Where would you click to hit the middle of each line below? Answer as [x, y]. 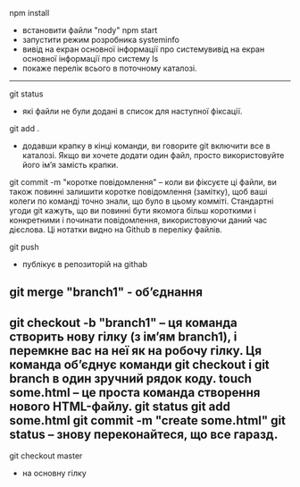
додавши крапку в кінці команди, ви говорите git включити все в [146, 146]
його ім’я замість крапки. [70, 165]
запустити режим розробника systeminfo [101, 40]
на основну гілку [54, 474]
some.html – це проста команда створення [135, 392]
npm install [29, 13]
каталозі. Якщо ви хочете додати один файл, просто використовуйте [153, 155]
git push [25, 247]
